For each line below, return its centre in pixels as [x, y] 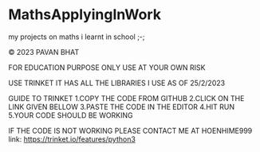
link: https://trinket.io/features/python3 [72, 139]
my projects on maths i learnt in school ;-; [77, 37]
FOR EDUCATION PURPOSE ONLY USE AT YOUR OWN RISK [107, 67]
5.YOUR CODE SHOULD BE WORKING [71, 115]
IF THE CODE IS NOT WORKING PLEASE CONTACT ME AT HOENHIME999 [130, 131]
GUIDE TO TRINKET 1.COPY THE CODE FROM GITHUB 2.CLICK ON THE [126, 98]
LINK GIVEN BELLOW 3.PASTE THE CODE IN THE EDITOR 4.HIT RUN [122, 107]
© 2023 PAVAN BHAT [44, 52]
